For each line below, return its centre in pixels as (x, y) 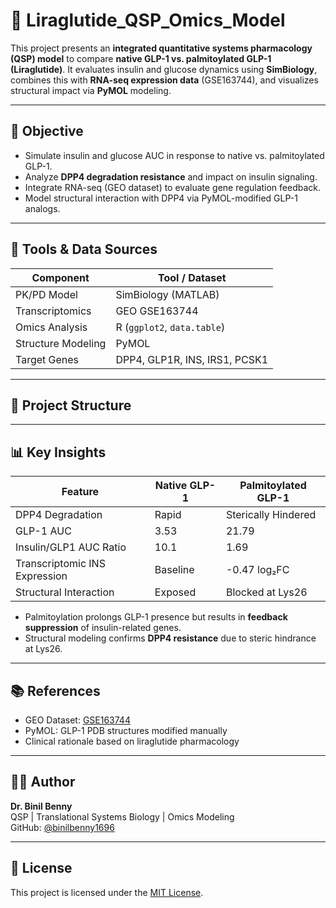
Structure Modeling (61, 343)
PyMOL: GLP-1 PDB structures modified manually (126, 730)
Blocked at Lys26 (266, 592)
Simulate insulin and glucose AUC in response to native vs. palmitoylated (174, 155)
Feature (80, 492)
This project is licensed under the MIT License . (107, 892)
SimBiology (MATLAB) (167, 294)
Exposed (175, 592)
